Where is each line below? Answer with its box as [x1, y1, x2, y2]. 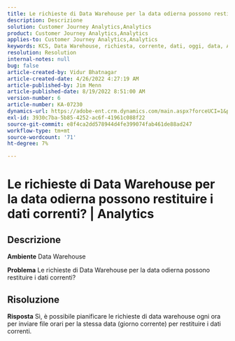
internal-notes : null [7, 56, 71, 63]
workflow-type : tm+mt [7, 127, 71, 134]
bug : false [7, 62, 39, 69]
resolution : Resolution [7, 50, 77, 57]
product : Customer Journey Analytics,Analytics [7, 29, 149, 37]
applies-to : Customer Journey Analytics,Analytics [7, 36, 158, 43]
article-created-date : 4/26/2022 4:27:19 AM [7, 75, 139, 82]
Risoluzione [7, 293, 60, 305]
